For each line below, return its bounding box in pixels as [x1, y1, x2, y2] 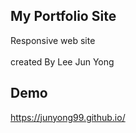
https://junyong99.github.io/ [10, 111, 126, 123]
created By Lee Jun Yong [10, 55, 115, 68]
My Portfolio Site [10, 8, 117, 25]
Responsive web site [10, 34, 96, 46]
